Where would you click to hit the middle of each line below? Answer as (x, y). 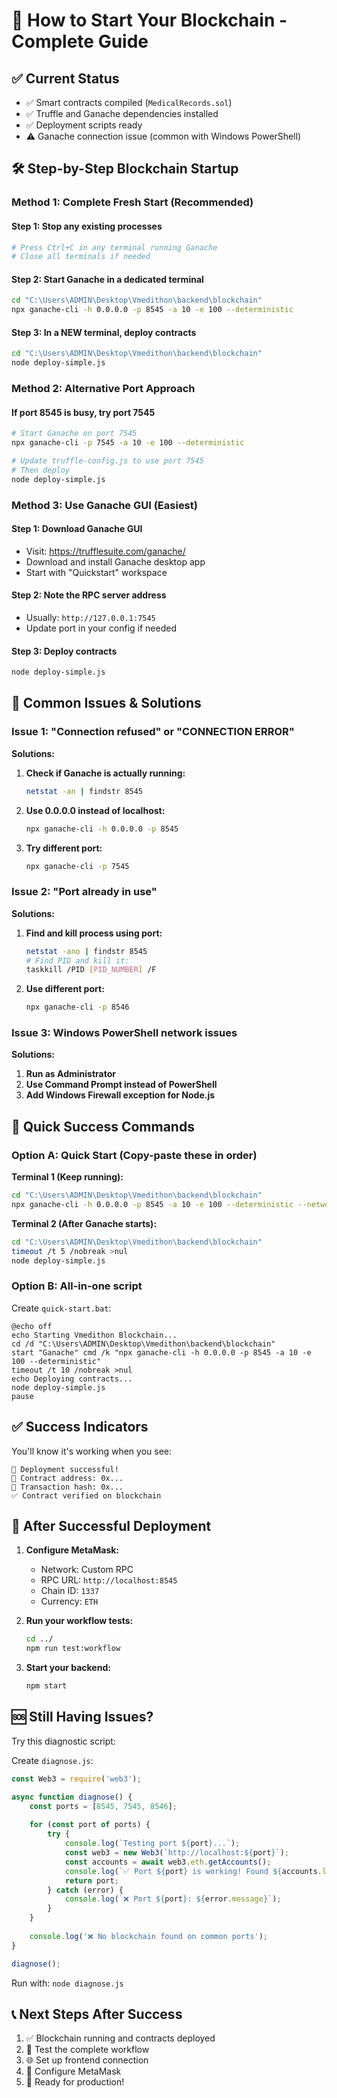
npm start (46, 1686)
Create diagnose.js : (52, 1760)
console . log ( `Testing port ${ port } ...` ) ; (152, 1844)
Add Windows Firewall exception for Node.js (120, 1095)
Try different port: (64, 848)
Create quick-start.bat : (61, 1308)
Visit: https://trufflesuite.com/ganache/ (105, 551)
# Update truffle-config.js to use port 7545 (107, 461)
